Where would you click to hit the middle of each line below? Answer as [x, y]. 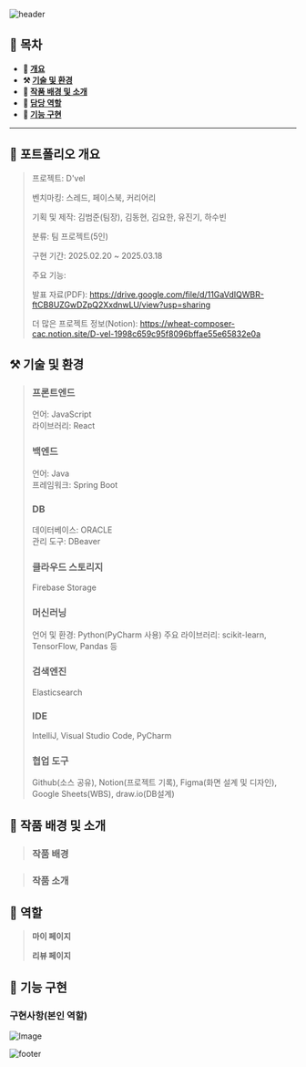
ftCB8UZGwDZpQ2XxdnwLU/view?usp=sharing [121, 305]
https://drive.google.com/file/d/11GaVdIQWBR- [177, 294]
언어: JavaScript [61, 414]
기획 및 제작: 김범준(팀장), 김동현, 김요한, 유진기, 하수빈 [129, 217]
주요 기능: [49, 275]
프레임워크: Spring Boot [75, 484]
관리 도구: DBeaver [66, 541]
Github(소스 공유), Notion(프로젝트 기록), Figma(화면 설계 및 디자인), [154, 782]
